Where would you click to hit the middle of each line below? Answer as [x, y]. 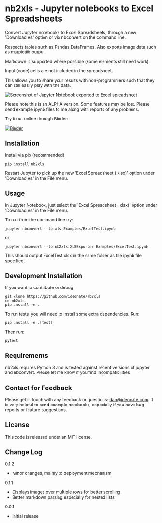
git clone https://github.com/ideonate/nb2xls [53, 297]
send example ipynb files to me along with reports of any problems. [72, 109]
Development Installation [44, 276]
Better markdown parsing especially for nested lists [63, 497]
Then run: [15, 332]
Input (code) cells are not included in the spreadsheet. [59, 70]
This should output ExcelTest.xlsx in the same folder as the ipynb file [73, 255]
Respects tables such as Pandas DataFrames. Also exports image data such [81, 47]
